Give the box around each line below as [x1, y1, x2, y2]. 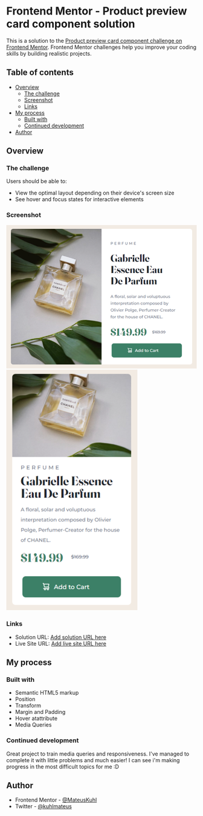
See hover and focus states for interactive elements [14, 196, 144, 203]
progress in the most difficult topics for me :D [6, 763, 120, 770]
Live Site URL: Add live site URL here [14, 640, 107, 647]
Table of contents [6, 68, 74, 78]
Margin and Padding [14, 708, 66, 716]
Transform [14, 702, 41, 709]
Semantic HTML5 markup [14, 689, 79, 696]
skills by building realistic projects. [6, 50, 92, 57]
